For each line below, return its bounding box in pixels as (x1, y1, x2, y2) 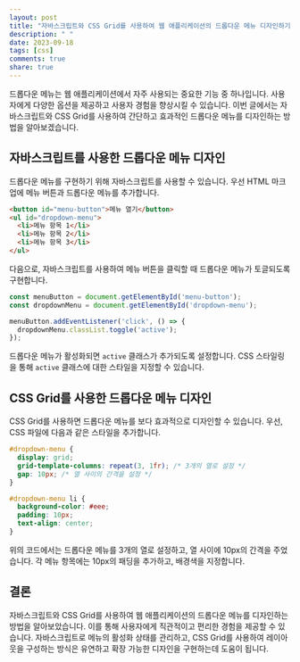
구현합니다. (9, 274, 48, 285)
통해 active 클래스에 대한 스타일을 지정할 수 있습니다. (18, 362, 204, 373)
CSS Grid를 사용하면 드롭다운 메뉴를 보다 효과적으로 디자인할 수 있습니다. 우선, (9, 416, 283, 426)
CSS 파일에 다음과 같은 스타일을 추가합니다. (9, 427, 161, 438)
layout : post (9, 12, 58, 22)
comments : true (9, 54, 66, 63)
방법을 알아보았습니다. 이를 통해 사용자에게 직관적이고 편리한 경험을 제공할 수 (9, 621, 277, 632)
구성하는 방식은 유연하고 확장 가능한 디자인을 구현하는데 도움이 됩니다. (25, 643, 270, 654)
